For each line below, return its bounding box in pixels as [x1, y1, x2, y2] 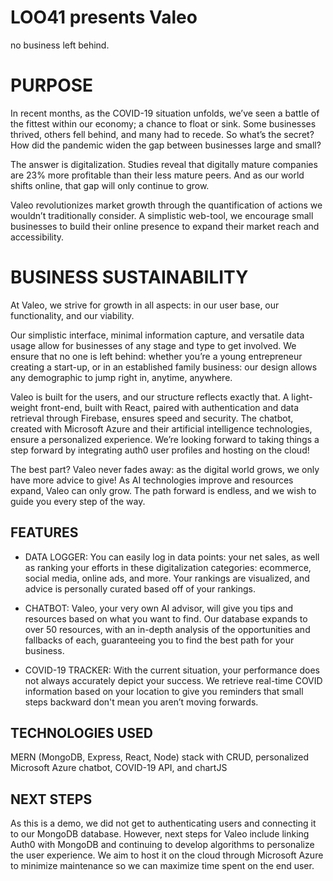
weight [10, 401, 39, 413]
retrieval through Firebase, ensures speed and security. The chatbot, [10, 412, 294, 424]
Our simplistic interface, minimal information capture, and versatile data [10, 329, 305, 341]
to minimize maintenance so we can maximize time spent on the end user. [10, 860, 315, 872]
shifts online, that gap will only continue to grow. [10, 179, 210, 191]
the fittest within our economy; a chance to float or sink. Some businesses [10, 117, 317, 130]
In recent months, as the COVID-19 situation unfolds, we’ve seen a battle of [10, 107, 320, 119]
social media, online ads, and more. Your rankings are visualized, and [24, 572, 310, 584]
